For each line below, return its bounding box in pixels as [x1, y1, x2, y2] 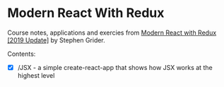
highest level [17, 71, 55, 79]
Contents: [7, 50, 36, 58]
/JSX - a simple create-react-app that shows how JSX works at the [17, 63, 213, 71]
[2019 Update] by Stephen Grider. [7, 35, 106, 44]
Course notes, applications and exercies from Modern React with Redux [7, 28, 217, 37]
